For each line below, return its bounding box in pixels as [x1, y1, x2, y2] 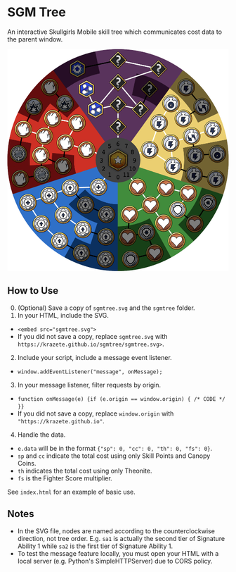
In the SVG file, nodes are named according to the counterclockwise [17, 526, 216, 535]
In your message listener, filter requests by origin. [17, 380, 162, 389]
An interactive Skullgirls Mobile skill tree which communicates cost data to [7, 27, 223, 36]
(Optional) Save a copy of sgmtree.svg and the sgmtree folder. [17, 304, 195, 312]
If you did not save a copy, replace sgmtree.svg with [17, 332, 168, 340]
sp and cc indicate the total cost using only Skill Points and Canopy [17, 452, 211, 460]
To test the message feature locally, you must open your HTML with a [17, 549, 219, 557]
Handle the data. [17, 430, 66, 439]
